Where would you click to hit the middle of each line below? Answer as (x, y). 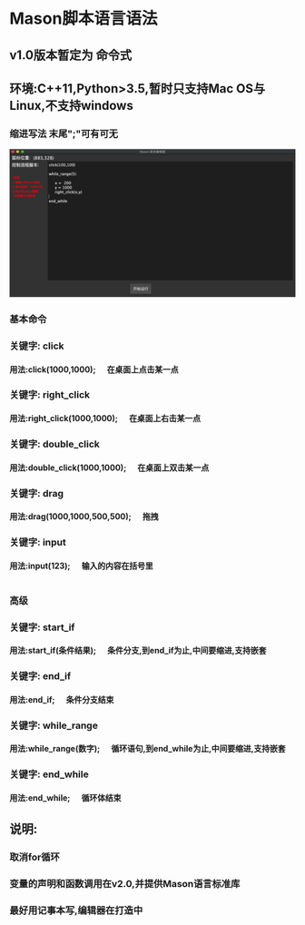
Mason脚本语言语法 (84, 19)
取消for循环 (35, 857)
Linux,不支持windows (71, 105)
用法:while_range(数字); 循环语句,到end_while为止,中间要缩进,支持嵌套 (148, 749)
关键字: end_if (40, 676)
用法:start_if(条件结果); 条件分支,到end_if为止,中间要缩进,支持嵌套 (138, 651)
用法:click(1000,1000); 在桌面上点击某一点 (94, 369)
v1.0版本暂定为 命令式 (71, 55)
